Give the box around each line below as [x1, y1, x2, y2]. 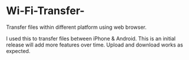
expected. [6, 47, 31, 54]
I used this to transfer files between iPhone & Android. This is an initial [6, 35, 175, 42]
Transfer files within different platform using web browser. [6, 24, 147, 31]
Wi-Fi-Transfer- [6, 4, 85, 18]
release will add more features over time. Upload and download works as [6, 41, 184, 48]
